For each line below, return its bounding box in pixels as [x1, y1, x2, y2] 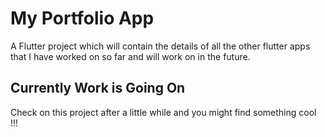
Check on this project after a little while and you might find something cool [10, 106, 317, 118]
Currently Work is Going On [10, 80, 186, 97]
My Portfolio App [10, 7, 155, 30]
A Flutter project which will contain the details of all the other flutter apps [10, 40, 311, 52]
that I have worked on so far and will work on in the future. [10, 50, 251, 62]
